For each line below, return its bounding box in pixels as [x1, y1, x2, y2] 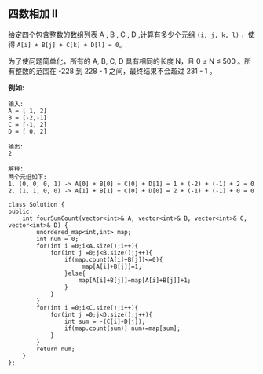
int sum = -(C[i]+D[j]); [64, 317, 146, 325]
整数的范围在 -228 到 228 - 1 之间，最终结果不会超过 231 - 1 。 [14, 66, 217, 75]
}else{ [64, 269, 86, 277]
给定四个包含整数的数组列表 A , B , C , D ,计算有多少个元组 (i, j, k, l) [8, 30, 239, 39]
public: [8, 207, 34, 215]
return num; [36, 345, 76, 353]
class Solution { [8, 200, 65, 208]
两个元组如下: [8, 173, 47, 181]
